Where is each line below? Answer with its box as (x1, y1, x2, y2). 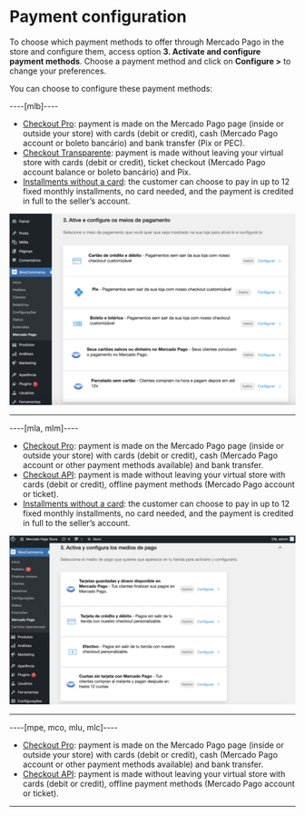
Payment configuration (9, 6, 187, 27)
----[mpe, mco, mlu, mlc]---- (9, 721, 118, 732)
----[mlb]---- (9, 100, 59, 111)
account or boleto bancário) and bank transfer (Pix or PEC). (22, 137, 245, 148)
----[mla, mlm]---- (9, 423, 79, 433)
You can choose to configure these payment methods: (9, 83, 213, 94)
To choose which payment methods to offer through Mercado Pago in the (9, 36, 284, 47)
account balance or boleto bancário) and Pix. (22, 166, 192, 177)
